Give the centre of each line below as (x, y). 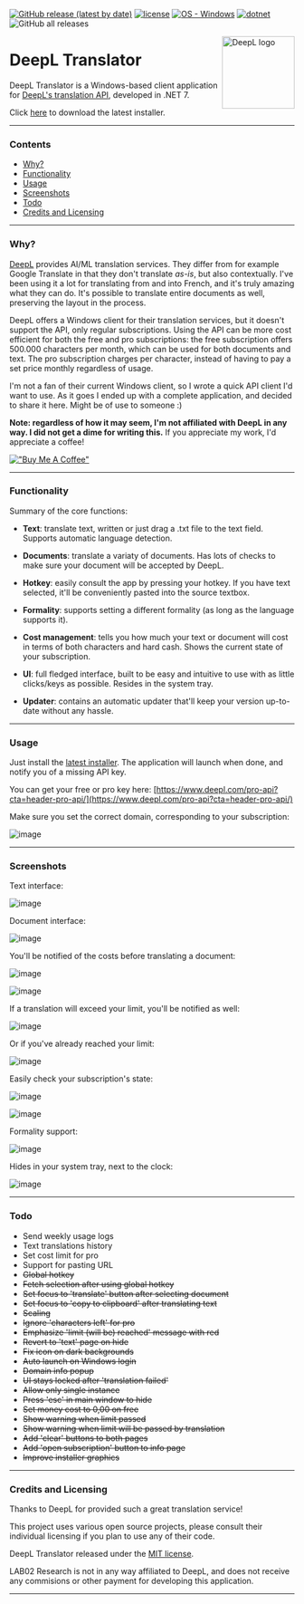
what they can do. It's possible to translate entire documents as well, (137, 293)
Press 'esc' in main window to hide (87, 1399)
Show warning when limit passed (84, 1418)
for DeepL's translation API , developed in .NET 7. (100, 94)
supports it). (45, 620)
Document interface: (47, 921)
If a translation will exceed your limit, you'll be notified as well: (125, 1009)
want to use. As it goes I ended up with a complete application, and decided (151, 395)
